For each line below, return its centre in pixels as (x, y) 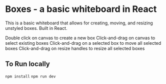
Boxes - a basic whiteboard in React (81, 9)
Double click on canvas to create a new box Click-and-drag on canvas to (80, 38)
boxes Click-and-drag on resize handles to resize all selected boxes (75, 48)
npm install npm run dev (30, 76)
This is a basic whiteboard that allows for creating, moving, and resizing (79, 23)
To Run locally (27, 64)
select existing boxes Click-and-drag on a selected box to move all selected (83, 43)
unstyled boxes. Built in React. (36, 28)
